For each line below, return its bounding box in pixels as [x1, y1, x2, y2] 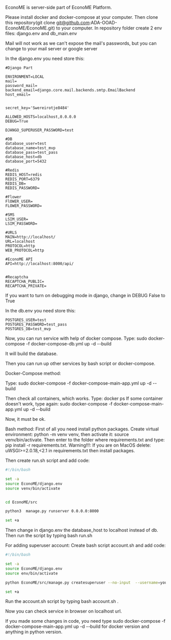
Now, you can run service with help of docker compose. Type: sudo [5, 335, 148, 341]
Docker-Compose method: [5, 370, 61, 376]
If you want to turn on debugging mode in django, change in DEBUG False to [5, 293, 165, 298]
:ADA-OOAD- [89, 20, 117, 25]
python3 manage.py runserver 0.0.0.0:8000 [5, 509, 99, 514]
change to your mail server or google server [5, 46, 98, 51]
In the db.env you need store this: [5, 308, 76, 313]
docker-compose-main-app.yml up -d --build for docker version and [5, 623, 149, 630]
